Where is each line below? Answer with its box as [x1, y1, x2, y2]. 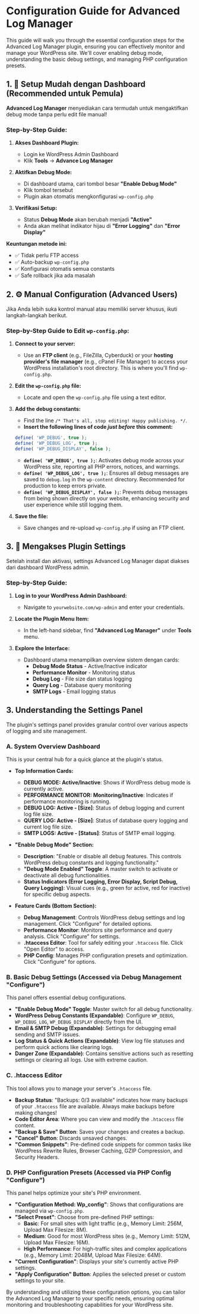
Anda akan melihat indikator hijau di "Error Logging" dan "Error [23, 222, 181, 230]
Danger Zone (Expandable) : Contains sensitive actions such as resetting [14, 1050, 194, 1057]
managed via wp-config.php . [14, 1207, 84, 1214]
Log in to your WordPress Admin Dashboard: [14, 592, 127, 599]
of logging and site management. [6, 727, 87, 734]
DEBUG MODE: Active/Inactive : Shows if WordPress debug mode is [23, 779, 191, 786]
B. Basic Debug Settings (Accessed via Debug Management [6, 973, 182, 981]
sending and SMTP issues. [14, 1031, 80, 1038]
